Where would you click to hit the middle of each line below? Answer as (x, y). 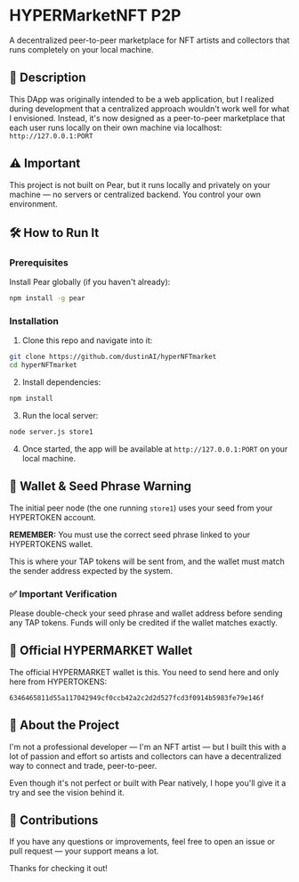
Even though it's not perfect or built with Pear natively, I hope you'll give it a (148, 783)
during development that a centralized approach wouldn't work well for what (149, 109)
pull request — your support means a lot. (84, 851)
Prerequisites (39, 262)
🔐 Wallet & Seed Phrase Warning (101, 486)
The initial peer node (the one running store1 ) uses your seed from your (141, 508)
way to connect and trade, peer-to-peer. (83, 765)
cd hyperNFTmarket (43, 365)
